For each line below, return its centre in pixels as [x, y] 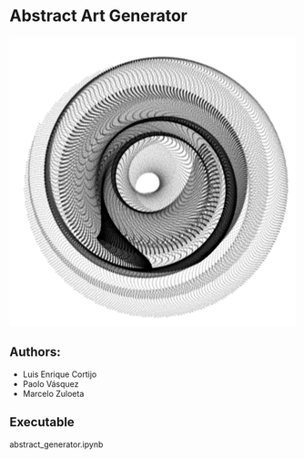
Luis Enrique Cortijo [60, 374]
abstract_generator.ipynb [56, 444]
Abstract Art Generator [99, 16]
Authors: [35, 352]
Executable [42, 422]
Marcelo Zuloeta [53, 393]
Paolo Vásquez [51, 383]
